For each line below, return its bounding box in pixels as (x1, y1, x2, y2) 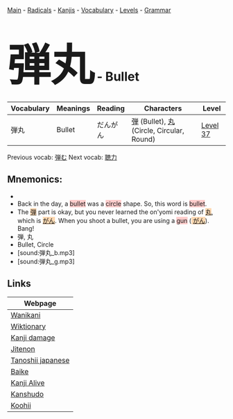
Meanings (56, 104, 90, 113)
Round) (131, 134, 156, 144)
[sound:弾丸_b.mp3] (17, 248, 75, 256)
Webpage (24, 298, 57, 308)
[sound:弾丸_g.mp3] (17, 257, 75, 265)
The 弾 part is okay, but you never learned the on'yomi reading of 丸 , (17, 208, 214, 216)
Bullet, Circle (17, 240, 54, 249)
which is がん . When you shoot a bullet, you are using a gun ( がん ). (17, 216, 209, 224)
